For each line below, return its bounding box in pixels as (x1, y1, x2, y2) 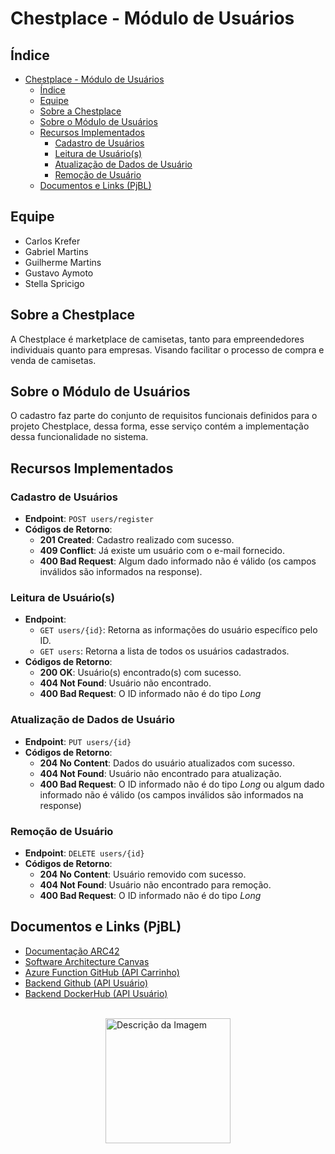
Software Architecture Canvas (24, 955, 150, 967)
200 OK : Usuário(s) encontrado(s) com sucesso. (39, 667, 242, 679)
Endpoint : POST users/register (24, 513, 154, 525)
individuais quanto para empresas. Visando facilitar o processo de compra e (10, 343, 325, 356)
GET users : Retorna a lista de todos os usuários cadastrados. (39, 645, 290, 657)
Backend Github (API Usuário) (24, 977, 149, 989)
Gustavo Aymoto (24, 267, 94, 279)
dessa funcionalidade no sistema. (10, 431, 149, 443)
